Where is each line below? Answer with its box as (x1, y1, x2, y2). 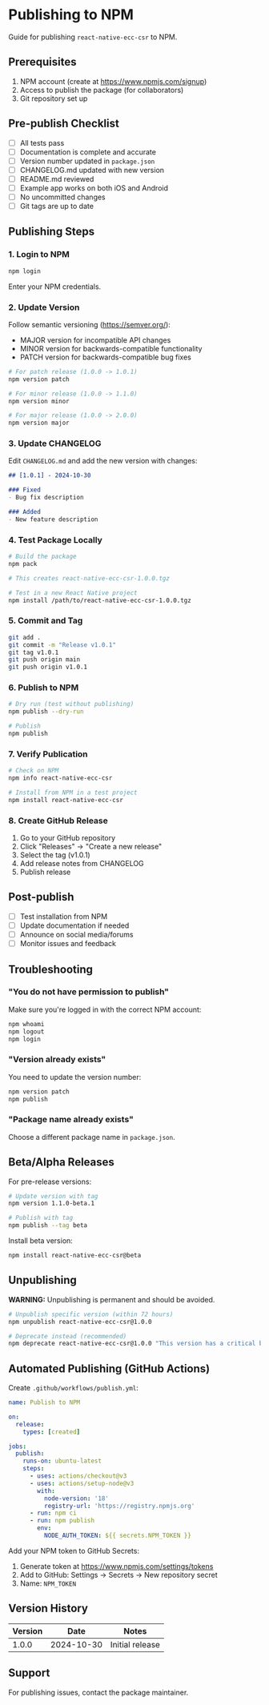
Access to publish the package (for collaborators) (19, 85, 184, 94)
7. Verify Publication (8, 748, 88, 760)
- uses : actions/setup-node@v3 (29, 1479, 134, 1487)
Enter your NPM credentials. (8, 282, 102, 291)
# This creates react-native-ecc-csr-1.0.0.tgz (8, 574, 171, 582)
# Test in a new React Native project (8, 588, 138, 597)
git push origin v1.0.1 (8, 663, 88, 672)
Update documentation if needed (19, 921, 130, 930)
